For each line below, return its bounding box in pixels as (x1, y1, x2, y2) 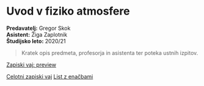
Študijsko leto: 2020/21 (6, 37, 66, 45)
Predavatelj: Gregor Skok (6, 24, 71, 32)
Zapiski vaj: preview (6, 61, 57, 68)
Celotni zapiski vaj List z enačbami (6, 73, 93, 80)
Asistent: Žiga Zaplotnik (6, 30, 68, 38)
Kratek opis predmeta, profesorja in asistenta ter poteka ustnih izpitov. (21, 49, 199, 56)
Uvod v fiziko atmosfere (6, 4, 130, 18)
